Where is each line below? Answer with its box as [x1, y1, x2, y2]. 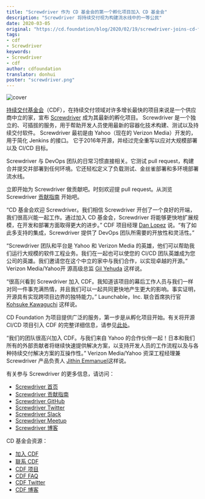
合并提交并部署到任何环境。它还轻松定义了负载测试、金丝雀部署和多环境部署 [6, 165, 199, 173]
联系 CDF [15, 458, 39, 465]
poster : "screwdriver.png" [6, 77, 75, 83]
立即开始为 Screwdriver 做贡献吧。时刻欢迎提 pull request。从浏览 [6, 185, 173, 193]
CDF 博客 [15, 486, 39, 494]
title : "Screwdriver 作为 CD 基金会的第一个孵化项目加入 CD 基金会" [6, 9, 168, 15]
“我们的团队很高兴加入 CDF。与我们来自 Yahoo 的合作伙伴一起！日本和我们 [6, 334, 195, 342]
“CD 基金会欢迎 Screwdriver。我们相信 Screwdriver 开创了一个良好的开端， [6, 206, 196, 214]
